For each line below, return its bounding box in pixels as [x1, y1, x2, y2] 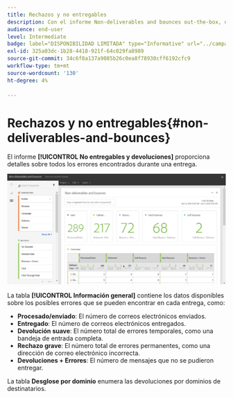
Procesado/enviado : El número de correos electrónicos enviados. [17, 312, 207, 320]
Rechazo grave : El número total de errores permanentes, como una [17, 341, 211, 349]
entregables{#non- [96, 115, 209, 131]
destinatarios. [7, 384, 46, 392]
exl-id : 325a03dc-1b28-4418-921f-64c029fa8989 [7, 48, 144, 55]
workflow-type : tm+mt [7, 62, 70, 69]
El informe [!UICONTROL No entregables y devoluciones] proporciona [7, 153, 210, 161]
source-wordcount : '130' [7, 69, 79, 76]
